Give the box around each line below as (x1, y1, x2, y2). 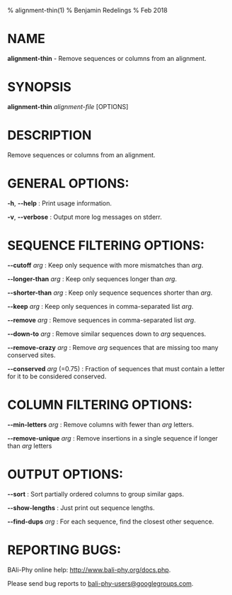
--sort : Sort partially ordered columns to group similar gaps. (7, 489, 185, 498)
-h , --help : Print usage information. (7, 198, 112, 208)
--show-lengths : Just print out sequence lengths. (7, 503, 155, 512)
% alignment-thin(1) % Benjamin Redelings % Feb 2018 (7, 6, 168, 14)
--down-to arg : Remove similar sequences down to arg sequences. (7, 329, 207, 338)
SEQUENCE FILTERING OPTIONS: (7, 237, 205, 254)
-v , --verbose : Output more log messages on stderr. (7, 212, 163, 221)
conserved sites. (7, 351, 56, 359)
